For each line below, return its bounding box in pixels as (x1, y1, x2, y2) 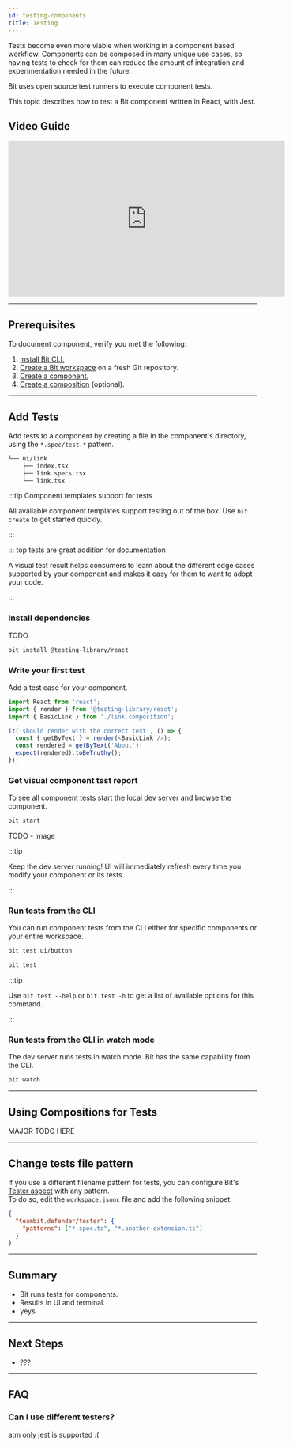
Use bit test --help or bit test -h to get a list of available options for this (8, 991, 254, 1001)
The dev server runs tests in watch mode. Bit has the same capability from (8, 1052, 250, 1062)
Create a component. (19, 371, 89, 381)
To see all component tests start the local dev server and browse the (8, 793, 231, 803)
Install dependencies (8, 612, 91, 623)
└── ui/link (8, 454, 47, 463)
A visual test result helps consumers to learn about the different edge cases (8, 561, 255, 570)
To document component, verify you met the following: (8, 339, 187, 349)
